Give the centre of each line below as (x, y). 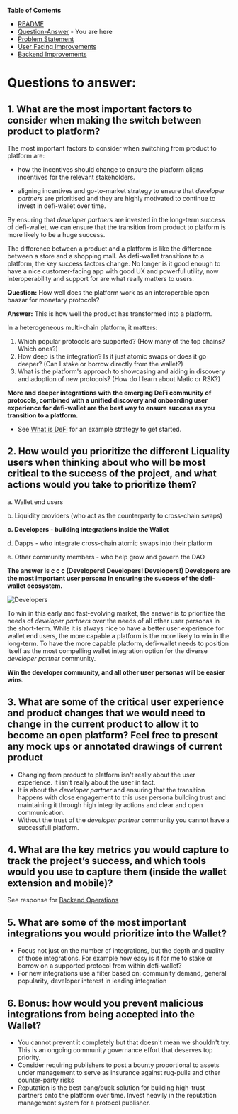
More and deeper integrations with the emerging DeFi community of (109, 393)
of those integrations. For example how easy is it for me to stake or (115, 959)
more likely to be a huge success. (56, 235)
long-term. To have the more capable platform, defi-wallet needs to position (118, 643)
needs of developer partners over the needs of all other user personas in (114, 621)
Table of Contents (34, 10)
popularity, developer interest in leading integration (92, 981)
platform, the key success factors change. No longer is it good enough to (114, 263)
